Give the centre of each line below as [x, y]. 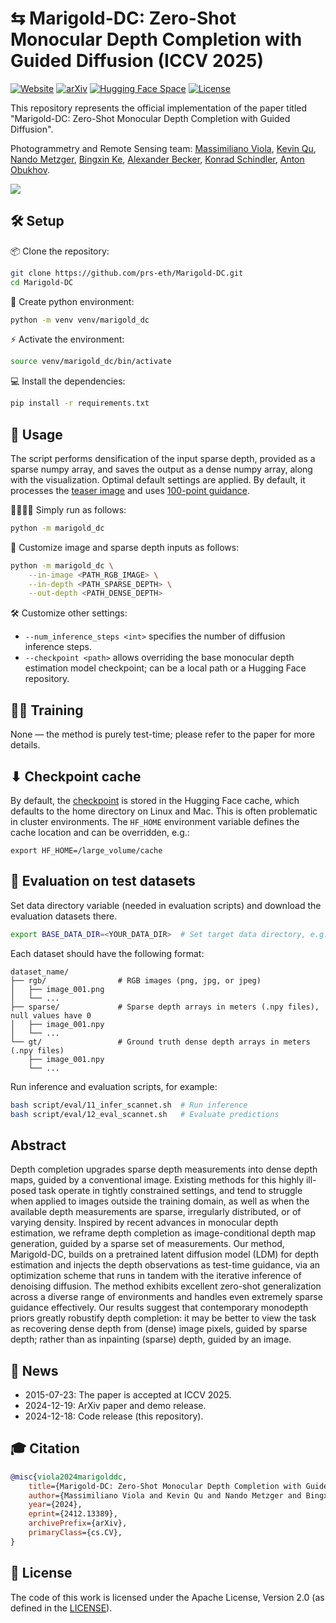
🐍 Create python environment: [72, 301]
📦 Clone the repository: [60, 251]
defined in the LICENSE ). [61, 1608]
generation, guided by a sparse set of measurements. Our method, [147, 1244]
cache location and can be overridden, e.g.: [100, 832]
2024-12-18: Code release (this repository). [114, 1416]
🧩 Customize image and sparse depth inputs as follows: [125, 547]
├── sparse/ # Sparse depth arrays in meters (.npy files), [165, 1007]
